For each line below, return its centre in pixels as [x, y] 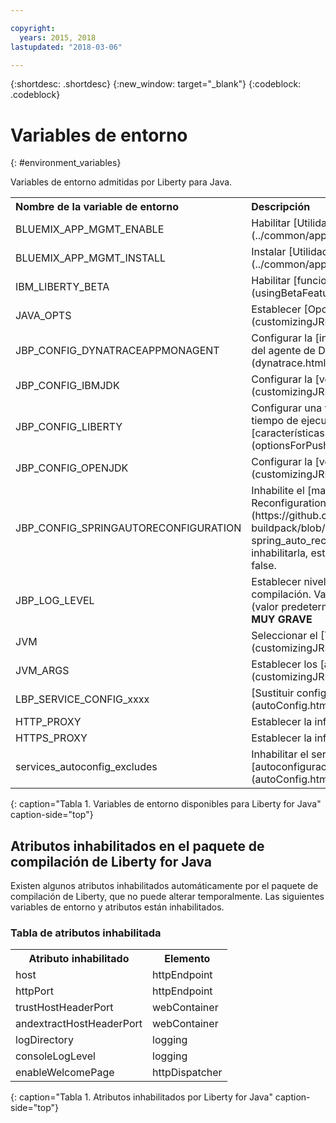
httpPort [34, 991]
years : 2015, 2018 [58, 37]
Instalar [269, 252]
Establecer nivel [289, 582]
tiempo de [275, 421]
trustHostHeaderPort [64, 1008]
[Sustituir [273, 693]
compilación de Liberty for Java [111, 861]
